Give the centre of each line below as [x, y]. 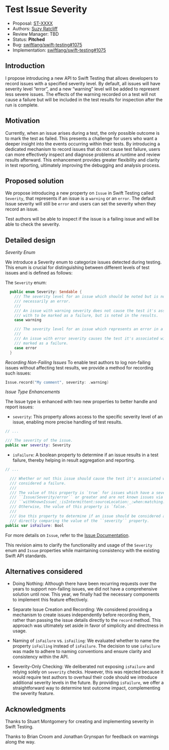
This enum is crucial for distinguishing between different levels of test [77, 267]
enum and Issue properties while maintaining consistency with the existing [82, 550]
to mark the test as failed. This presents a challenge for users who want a [81, 138]
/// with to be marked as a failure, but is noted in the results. [86, 315]
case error [26, 348]
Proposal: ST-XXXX [32, 23]
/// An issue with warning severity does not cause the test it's [85, 311]
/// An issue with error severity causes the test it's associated [86, 339]
